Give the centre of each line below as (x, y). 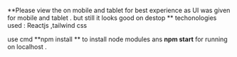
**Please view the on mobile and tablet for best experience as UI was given (119, 10)
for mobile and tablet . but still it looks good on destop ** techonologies (112, 18)
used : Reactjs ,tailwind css (47, 25)
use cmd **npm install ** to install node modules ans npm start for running (117, 39)
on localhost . (27, 47)
